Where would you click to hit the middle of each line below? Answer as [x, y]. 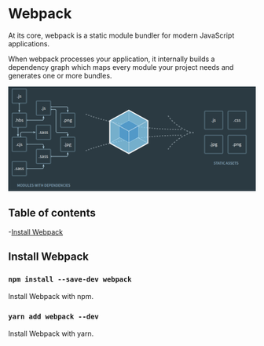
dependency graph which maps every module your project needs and [121, 67]
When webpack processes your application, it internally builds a [112, 59]
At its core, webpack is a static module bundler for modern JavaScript [121, 35]
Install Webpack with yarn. [51, 333]
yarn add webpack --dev [54, 317]
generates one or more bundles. [60, 75]
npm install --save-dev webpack [70, 280]
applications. [29, 43]
